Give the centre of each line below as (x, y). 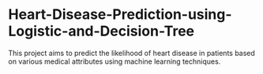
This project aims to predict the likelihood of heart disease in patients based (131, 53)
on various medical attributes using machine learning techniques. (115, 61)
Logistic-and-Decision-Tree (101, 31)
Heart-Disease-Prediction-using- (120, 15)
